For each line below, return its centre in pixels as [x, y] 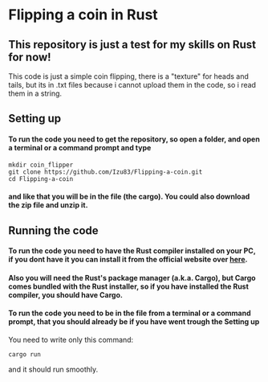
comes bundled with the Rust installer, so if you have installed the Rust [128, 286]
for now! [30, 57]
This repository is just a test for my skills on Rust [132, 45]
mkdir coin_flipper [41, 165]
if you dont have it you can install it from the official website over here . [128, 260]
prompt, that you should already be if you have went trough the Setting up [134, 322]
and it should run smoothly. [53, 369]
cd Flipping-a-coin [41, 179]
